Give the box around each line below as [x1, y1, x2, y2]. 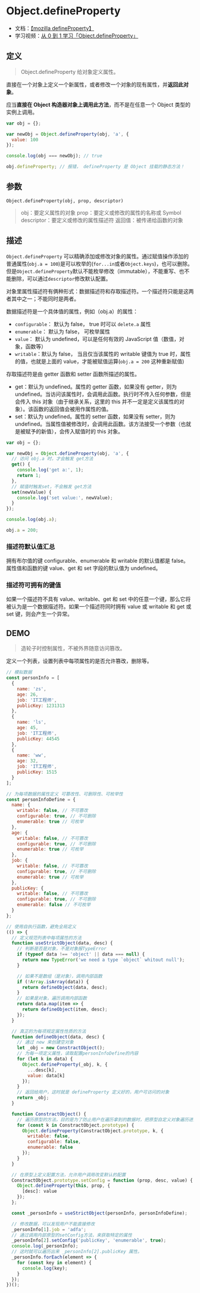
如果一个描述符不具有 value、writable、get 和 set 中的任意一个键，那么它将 [6, 596, 191, 603]
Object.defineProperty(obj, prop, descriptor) [6, 198, 124, 204]
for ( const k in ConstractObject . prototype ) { [17, 1122, 135, 1128]
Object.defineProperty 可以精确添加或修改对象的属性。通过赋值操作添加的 [6, 252, 189, 260]
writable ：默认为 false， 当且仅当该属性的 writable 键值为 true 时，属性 [14, 350, 191, 357]
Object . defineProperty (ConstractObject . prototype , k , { [21, 1128, 164, 1134]
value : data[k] [27, 1072, 65, 1078]
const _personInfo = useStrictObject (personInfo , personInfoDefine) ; [11, 1210, 187, 1216]
